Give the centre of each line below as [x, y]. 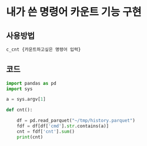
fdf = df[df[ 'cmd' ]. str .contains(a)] [63, 126]
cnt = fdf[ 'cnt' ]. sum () [46, 131]
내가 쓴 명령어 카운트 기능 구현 [74, 12]
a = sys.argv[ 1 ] [26, 99]
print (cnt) [30, 137]
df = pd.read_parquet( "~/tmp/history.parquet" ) [76, 121]
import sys [19, 89]
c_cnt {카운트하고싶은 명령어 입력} [44, 49]
